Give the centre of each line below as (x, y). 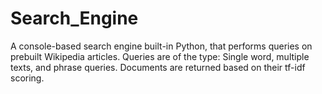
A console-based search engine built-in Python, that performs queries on (161, 46)
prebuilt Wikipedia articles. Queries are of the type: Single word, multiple (160, 56)
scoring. (27, 78)
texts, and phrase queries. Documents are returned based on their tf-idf (158, 67)
